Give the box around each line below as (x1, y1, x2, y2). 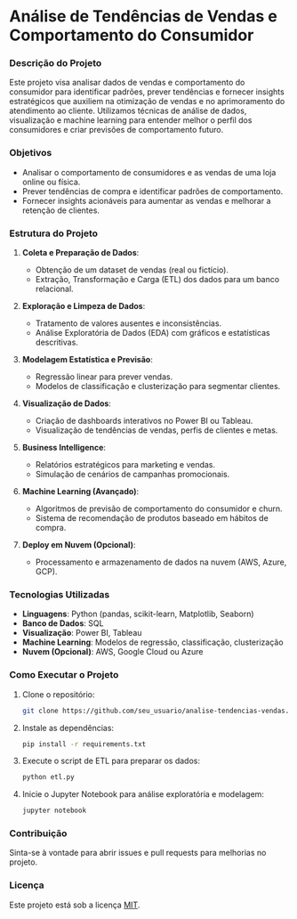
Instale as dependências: (21, 722, 114, 733)
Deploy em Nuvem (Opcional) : (21, 540, 136, 550)
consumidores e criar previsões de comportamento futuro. (9, 125, 224, 135)
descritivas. (35, 337, 78, 348)
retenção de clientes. (21, 205, 100, 216)
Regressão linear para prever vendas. (35, 371, 173, 382)
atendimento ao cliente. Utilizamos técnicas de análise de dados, (9, 105, 247, 117)
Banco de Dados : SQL (21, 618, 104, 629)
